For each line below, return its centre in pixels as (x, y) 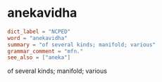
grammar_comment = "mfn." (45, 51)
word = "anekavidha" (38, 38)
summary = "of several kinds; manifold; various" (82, 45)
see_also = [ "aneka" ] (39, 57)
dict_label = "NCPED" (39, 32)
